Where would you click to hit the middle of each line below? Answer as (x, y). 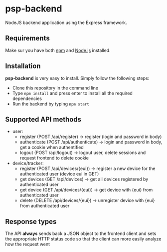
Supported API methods (43, 119)
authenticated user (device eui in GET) (59, 174)
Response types (31, 221)
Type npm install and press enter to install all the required (73, 93)
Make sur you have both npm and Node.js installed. (58, 50)
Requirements (27, 38)
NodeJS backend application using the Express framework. (66, 22)
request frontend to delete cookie (54, 158)
